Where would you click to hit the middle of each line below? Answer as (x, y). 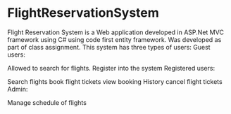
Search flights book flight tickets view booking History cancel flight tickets (115, 81)
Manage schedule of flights (47, 102)
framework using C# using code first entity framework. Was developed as (114, 39)
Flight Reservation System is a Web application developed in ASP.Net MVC (115, 32)
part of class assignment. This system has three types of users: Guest (109, 47)
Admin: (18, 89)
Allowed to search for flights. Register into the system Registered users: (111, 68)
